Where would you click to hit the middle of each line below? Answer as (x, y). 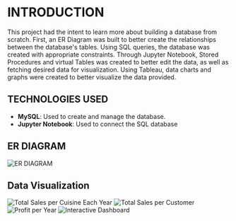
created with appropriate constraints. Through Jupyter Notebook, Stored (113, 55)
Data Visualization (48, 185)
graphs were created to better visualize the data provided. (92, 77)
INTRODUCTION (56, 12)
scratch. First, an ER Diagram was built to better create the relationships (112, 39)
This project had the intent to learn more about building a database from (112, 32)
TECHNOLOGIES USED (58, 100)
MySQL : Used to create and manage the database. (92, 116)
